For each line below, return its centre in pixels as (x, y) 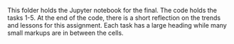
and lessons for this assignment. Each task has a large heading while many (117, 25)
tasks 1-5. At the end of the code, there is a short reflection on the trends (114, 18)
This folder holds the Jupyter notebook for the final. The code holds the (112, 10)
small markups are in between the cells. (65, 33)
